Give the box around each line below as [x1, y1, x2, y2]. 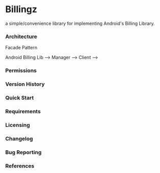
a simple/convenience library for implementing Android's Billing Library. [5, 20, 155, 26]
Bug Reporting [5, 149, 42, 156]
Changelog [5, 135, 33, 142]
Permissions [5, 67, 37, 74]
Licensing [5, 121, 30, 128]
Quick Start [5, 94, 34, 101]
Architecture [5, 33, 38, 40]
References [5, 162, 35, 169]
